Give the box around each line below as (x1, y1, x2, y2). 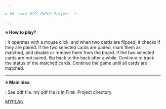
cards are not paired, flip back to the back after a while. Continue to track (5, 54, 154, 60)
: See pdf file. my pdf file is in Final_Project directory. (5, 89, 113, 95)
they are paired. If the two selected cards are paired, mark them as (5, 44, 141, 50)
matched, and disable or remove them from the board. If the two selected (5, 50, 155, 55)
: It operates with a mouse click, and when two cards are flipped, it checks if (5, 39, 161, 45)
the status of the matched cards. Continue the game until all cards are (5, 60, 147, 66)
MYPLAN (5, 99, 24, 105)
